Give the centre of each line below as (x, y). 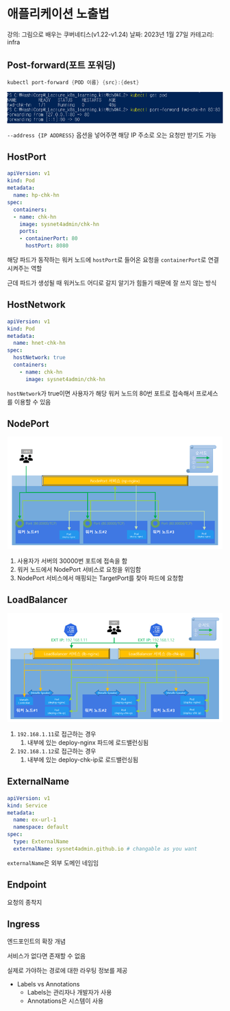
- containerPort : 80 (49, 239)
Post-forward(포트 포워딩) (62, 65)
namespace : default (41, 827)
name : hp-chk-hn (36, 195)
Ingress (24, 924)
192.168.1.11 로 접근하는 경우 (56, 733)
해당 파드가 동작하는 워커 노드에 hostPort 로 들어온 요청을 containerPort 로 (107, 260)
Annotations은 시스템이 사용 (65, 1001)
